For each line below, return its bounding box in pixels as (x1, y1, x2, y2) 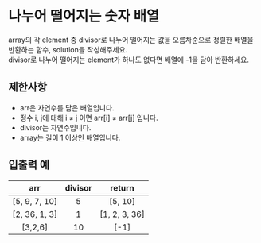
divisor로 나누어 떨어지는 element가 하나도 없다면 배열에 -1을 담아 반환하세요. (8, 55, 249, 64)
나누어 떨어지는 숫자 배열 (8, 7, 160, 25)
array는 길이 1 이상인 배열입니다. (19, 133, 121, 142)
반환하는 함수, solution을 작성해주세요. (8, 44, 128, 54)
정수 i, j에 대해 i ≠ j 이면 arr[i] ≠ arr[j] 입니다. (19, 113, 158, 122)
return (110, 182, 134, 193)
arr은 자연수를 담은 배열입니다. (19, 102, 115, 112)
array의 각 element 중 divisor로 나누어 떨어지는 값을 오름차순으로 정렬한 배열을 (8, 35, 254, 44)
